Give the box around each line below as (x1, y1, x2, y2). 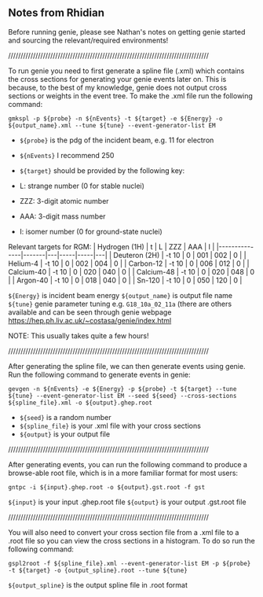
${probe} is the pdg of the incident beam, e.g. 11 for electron (19, 135, 214, 145)
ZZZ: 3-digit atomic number (19, 196, 109, 205)
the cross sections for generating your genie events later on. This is (8, 74, 227, 83)
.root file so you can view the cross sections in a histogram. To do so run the (8, 536, 255, 545)
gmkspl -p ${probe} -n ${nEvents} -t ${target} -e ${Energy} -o (8, 114, 223, 123)
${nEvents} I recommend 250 (19, 150, 115, 160)
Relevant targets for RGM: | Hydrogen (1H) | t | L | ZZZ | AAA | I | (8, 241, 215, 251)
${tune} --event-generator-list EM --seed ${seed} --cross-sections (8, 392, 237, 400)
